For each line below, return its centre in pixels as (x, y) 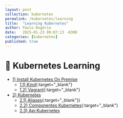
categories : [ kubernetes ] (31, 37)
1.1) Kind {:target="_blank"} (46, 84)
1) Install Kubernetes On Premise (45, 79)
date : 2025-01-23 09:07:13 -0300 (41, 32)
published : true (21, 42)
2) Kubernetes (27, 95)
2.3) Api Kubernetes (40, 110)
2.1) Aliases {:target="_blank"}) (50, 100)
